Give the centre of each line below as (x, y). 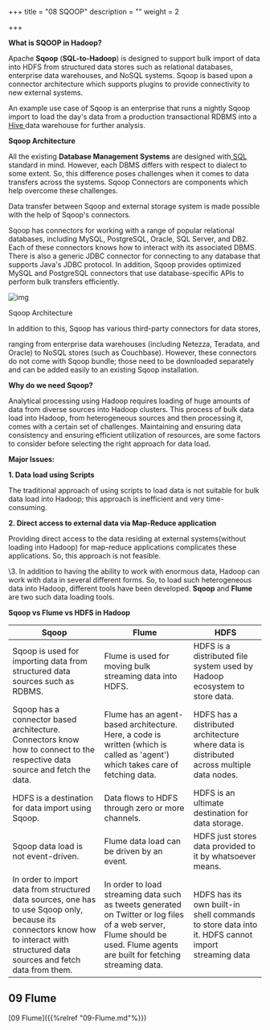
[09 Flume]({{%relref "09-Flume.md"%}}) (78, 1018)
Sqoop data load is (47, 846)
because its (34, 919)
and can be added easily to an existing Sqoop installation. (104, 370)
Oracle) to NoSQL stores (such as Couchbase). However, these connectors (133, 352)
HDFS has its (218, 894)
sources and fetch (47, 960)
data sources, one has (54, 899)
